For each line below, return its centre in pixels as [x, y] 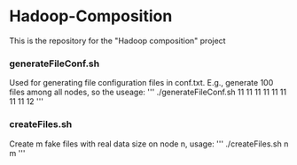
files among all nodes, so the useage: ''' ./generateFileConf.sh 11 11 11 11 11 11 [148, 92]
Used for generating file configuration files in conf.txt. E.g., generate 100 [141, 83]
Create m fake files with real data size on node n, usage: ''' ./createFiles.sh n [149, 144]
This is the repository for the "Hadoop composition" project [117, 41]
